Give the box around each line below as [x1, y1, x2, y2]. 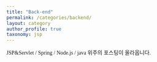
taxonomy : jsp [6, 32, 43, 38]
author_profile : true [6, 26, 62, 32]
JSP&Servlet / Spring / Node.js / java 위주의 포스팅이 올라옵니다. [6, 50, 151, 57]
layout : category [6, 20, 51, 26]
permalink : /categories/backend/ [6, 15, 92, 21]
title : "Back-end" [6, 9, 53, 15]
